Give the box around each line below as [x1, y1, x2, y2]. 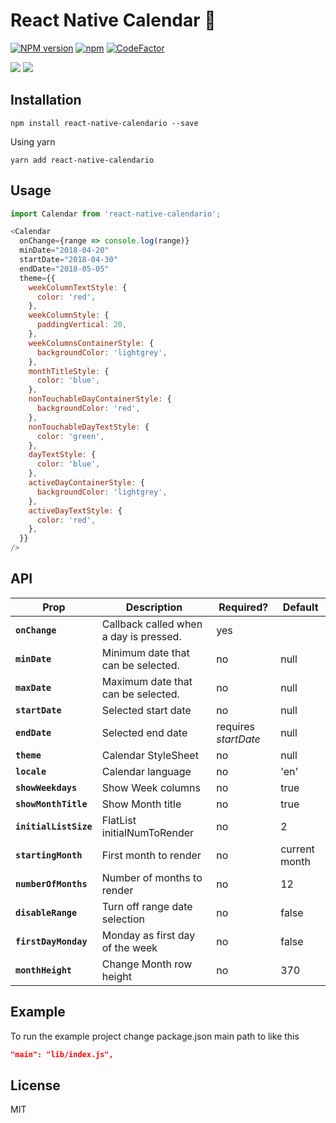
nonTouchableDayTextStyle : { [28, 422, 150, 432]
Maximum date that [101, 674, 193, 688]
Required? [218, 600, 269, 614]
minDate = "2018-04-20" [19, 245, 110, 256]
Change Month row [101, 957, 193, 971]
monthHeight [15, 964, 73, 976]
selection [101, 912, 146, 926]
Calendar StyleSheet [101, 748, 199, 762]
